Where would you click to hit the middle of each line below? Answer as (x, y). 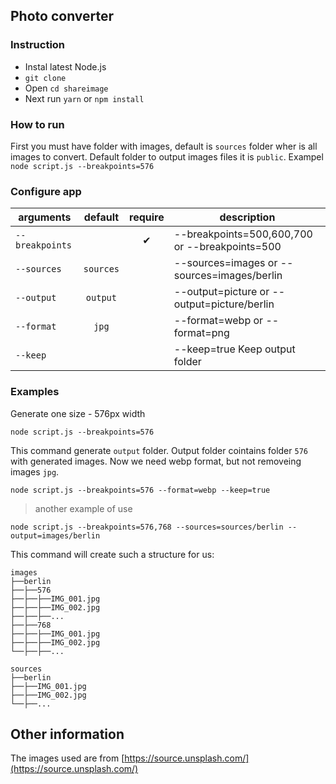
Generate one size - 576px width (78, 413)
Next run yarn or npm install (84, 98)
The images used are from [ (67, 758)
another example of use (83, 508)
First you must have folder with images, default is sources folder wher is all (164, 146)
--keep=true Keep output (234, 349)
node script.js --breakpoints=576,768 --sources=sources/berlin (147, 527)
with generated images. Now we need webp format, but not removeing (156, 461)
